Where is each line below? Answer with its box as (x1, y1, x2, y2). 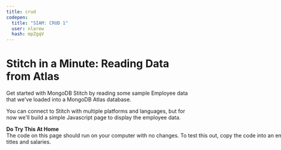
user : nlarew (11, 25, 44, 32)
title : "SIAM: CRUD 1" (11, 20, 68, 26)
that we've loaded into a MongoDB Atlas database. (6, 96, 131, 103)
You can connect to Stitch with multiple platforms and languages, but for (6, 107, 186, 115)
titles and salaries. (6, 139, 51, 146)
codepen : (6, 14, 28, 20)
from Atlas (6, 70, 60, 83)
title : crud (6, 8, 36, 15)
